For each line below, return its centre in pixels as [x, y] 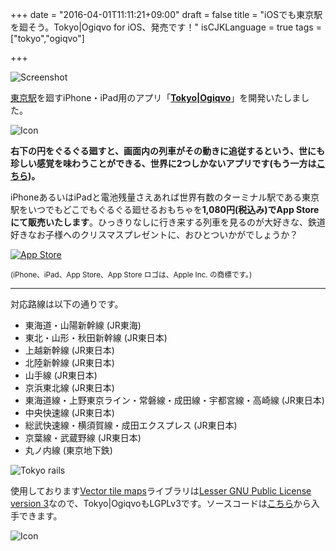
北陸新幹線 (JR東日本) [69, 362]
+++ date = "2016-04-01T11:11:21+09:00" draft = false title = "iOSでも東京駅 [166, 14]
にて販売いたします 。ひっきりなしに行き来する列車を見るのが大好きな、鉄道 [168, 222]
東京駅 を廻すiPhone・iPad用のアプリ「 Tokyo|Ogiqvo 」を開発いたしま [156, 97]
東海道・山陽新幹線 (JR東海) [83, 325]
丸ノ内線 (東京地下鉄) [68, 450]
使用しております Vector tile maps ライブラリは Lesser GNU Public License [161, 491]
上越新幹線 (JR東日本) [69, 350]
